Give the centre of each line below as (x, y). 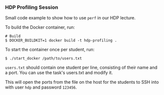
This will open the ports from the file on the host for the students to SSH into (82, 82)
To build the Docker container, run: (40, 27)
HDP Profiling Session (32, 7)
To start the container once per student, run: (50, 50)
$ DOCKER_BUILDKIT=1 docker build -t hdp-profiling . (61, 40)
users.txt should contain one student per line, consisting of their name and (81, 68)
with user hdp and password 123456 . (41, 87)
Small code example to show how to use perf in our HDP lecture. (70, 18)
